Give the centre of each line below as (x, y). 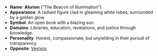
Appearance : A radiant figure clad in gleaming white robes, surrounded (81, 12)
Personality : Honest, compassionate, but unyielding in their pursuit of (79, 38)
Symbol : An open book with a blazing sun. (52, 22)
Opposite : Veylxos (28, 48)
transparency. (24, 43)
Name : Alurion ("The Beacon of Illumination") (55, 7)
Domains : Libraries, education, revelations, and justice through (73, 28)
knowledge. (21, 33)
